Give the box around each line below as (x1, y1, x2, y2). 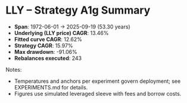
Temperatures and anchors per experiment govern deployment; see (14, 78, 181, 85)
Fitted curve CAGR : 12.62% (14, 36, 83, 43)
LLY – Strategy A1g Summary (5, 4, 151, 17)
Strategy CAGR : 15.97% (14, 42, 73, 49)
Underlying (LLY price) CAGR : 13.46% (14, 29, 109, 36)
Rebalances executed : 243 (14, 54, 82, 62)
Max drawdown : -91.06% (14, 48, 78, 55)
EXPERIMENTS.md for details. (14, 83, 88, 91)
